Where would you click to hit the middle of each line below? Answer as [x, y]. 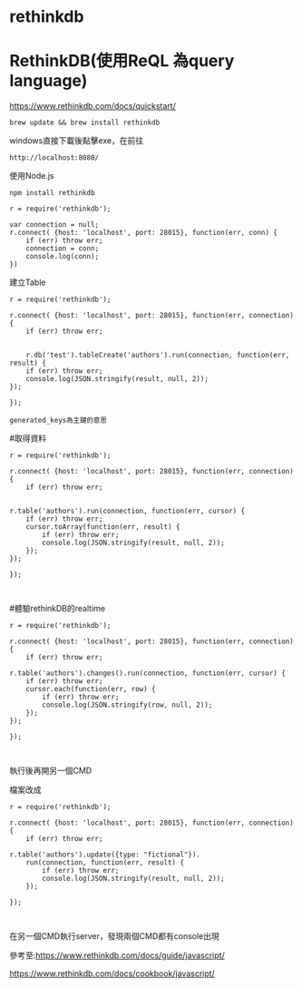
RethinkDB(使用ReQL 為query [122, 61]
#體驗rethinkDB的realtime [58, 609]
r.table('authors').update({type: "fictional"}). [105, 855]
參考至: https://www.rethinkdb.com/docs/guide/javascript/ [117, 955]
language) [49, 81]
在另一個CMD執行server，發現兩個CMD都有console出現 [115, 936]
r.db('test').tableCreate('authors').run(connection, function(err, [158, 356]
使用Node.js [32, 176]
